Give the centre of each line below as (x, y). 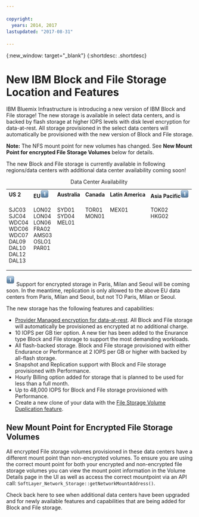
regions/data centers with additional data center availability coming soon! (96, 170)
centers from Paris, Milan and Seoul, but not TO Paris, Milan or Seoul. (91, 296)
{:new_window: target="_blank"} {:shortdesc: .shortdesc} (77, 56)
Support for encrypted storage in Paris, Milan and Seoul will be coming (103, 284)
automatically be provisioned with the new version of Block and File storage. (100, 134)
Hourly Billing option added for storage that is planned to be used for (99, 377)
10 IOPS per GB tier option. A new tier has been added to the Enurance (102, 332)
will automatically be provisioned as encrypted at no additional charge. (102, 326)
